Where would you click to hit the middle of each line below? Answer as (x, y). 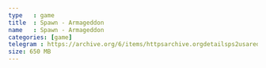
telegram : (26, 45)
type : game (32, 15)
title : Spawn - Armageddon (56, 23)
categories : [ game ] (40, 37)
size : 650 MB (30, 52)
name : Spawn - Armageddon (56, 30)
